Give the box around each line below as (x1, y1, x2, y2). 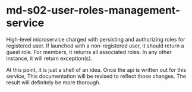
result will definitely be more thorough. (6, 78, 101, 86)
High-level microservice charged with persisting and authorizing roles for (6, 36, 185, 43)
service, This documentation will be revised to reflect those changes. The (6, 72, 186, 80)
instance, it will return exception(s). (6, 55, 93, 62)
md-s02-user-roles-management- (6, 4, 181, 17)
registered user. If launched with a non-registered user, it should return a (6, 42, 184, 49)
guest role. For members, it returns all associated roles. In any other (6, 48, 172, 55)
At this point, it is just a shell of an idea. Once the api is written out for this (6, 66, 187, 73)
